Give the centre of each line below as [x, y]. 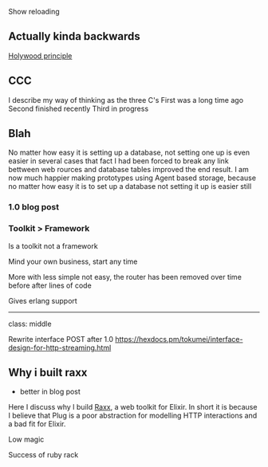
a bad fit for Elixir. [37, 424]
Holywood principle [40, 56]
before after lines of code [50, 285]
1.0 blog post [34, 207]
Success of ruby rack [43, 455]
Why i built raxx [48, 373]
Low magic [26, 440]
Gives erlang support [43, 300]
